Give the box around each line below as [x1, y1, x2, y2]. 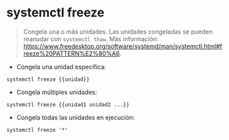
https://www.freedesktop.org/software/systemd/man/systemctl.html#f [23, 42, 223, 50]
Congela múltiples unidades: [16, 88, 97, 96]
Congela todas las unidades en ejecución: [16, 113, 135, 121]
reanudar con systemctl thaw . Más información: [23, 34, 159, 43]
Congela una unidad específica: [16, 62, 107, 71]
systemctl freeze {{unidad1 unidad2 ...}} [6, 101, 130, 108]
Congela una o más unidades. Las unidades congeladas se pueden [23, 27, 213, 36]
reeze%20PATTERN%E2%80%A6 [23, 49, 120, 58]
